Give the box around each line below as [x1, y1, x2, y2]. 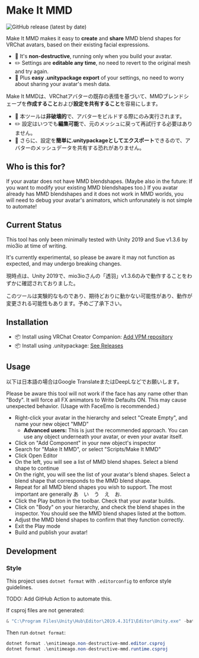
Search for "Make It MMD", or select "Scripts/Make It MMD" [14, 446, 161, 453]
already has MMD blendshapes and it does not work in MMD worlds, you [6, 190, 184, 197]
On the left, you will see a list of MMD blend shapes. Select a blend [14, 458, 178, 466]
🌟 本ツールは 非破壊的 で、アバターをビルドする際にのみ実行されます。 [14, 112, 185, 119]
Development [6, 546, 57, 556]
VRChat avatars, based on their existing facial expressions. [6, 41, 150, 48]
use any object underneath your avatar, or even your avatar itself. [23, 433, 183, 440]
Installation [6, 317, 49, 327]
